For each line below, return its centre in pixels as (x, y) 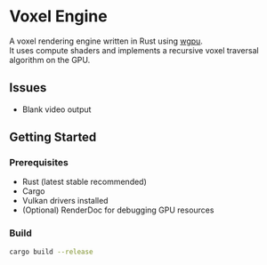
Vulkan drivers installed (65, 201)
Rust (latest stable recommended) (84, 182)
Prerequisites (39, 163)
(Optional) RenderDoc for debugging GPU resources (118, 210)
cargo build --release (51, 252)
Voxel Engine (59, 16)
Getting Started (53, 137)
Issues (28, 88)
